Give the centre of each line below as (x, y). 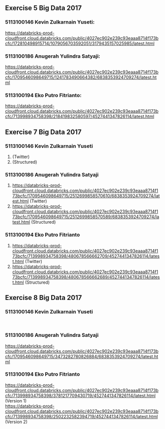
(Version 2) (16, 422)
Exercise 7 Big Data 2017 (43, 132)
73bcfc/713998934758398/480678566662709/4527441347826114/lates (86, 256)
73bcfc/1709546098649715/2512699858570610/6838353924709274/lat (86, 196)
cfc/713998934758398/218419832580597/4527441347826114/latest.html (80, 116)
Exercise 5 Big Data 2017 (43, 8)
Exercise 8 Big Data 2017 (43, 297)
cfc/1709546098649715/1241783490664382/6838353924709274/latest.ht (81, 77)
